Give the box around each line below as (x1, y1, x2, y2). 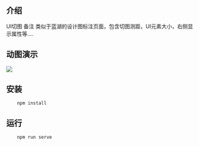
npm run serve (17, 134, 52, 141)
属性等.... (11, 30, 34, 37)
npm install (17, 101, 47, 107)
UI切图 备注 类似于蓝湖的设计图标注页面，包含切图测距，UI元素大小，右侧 (6, 23, 188, 30)
